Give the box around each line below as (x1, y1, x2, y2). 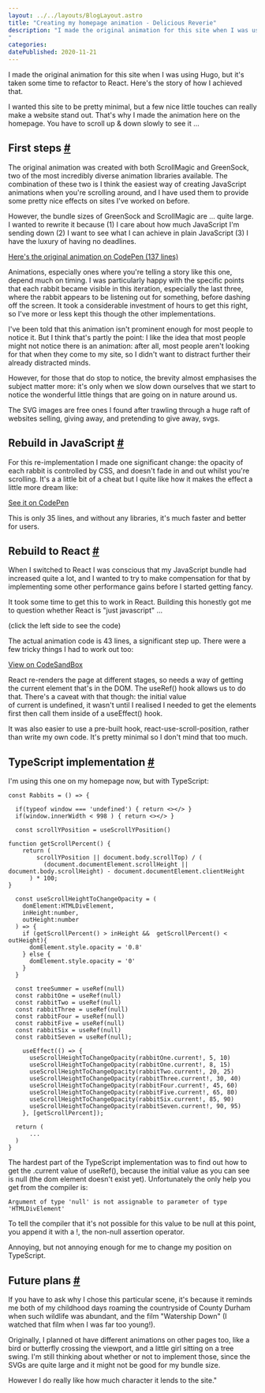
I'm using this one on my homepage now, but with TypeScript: (8, 777, 209, 786)
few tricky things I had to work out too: (8, 645, 134, 654)
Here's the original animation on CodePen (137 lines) (8, 252, 179, 261)
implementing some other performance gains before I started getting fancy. (8, 582, 254, 592)
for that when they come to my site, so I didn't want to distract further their (8, 349, 251, 359)
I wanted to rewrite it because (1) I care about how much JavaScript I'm (8, 219, 240, 229)
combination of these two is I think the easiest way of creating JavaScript (8, 179, 247, 189)
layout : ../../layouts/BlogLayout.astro (8, 11, 144, 20)
